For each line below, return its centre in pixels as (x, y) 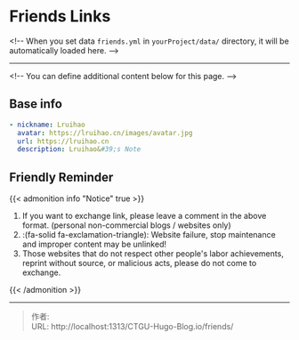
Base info (36, 104)
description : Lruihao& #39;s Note (79, 150)
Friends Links (60, 16)
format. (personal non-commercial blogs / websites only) (126, 225)
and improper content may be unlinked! (94, 244)
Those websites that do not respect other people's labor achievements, (153, 254)
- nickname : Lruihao (48, 125)
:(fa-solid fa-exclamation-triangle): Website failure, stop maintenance (149, 235)
